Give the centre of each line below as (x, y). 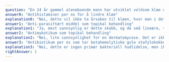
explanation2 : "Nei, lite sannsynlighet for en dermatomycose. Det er (81, 38)
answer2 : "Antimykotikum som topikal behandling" (58, 33)
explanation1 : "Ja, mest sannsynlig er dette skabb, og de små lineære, (83, 28)
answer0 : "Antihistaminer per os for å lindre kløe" (62, 14)
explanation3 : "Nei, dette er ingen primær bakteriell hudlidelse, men (82, 47)
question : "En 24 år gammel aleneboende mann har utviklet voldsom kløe (83, 10)
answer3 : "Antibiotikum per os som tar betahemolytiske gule (71, 42)
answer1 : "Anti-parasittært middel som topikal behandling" (70, 24)
